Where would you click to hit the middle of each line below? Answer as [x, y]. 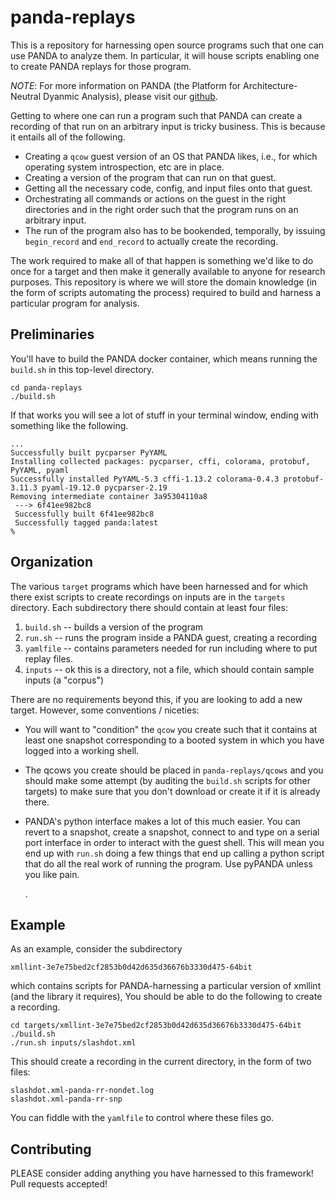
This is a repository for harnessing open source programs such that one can [167, 45]
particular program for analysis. [75, 303]
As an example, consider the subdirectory [96, 949]
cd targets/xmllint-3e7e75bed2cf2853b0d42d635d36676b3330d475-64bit [156, 1026]
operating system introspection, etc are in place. [124, 167]
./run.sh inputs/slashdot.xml [73, 1043]
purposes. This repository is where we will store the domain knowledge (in [164, 282]
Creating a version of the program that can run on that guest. [150, 177]
